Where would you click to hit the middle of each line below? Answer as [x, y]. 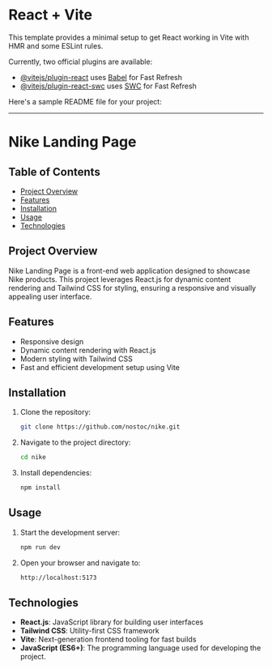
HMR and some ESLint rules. [56, 45]
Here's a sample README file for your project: [85, 101]
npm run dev [40, 547]
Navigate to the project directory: [75, 442]
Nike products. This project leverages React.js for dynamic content [120, 279]
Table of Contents [55, 172]
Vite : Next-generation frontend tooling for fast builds [108, 639]
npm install [40, 488]
